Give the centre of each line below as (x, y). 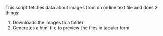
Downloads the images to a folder (48, 23)
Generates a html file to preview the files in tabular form (71, 28)
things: (12, 13)
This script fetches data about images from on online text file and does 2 (81, 7)
